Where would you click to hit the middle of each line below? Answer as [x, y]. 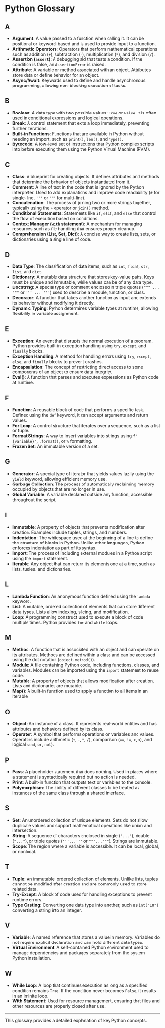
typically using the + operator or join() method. [61, 208]
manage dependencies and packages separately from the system [79, 953]
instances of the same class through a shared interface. [69, 793]
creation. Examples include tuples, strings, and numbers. [70, 532]
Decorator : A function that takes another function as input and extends [84, 298]
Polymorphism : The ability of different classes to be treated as [76, 787]
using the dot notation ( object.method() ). [54, 660]
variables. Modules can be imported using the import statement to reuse [85, 670]
